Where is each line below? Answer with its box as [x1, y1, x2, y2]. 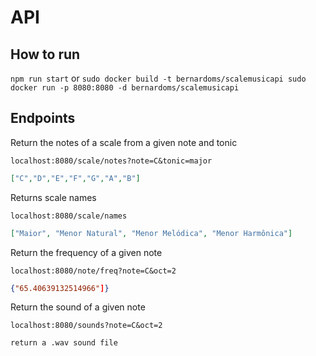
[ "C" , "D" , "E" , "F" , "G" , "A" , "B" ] [10, 173, 141, 183]
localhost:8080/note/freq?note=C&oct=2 [10, 266, 177, 276]
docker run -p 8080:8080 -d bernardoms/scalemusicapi [10, 83, 240, 93]
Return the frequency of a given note [10, 246, 163, 258]
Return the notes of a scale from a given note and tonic [10, 136, 238, 148]
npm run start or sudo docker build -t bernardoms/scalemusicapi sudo [10, 72, 307, 84]
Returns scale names [10, 191, 97, 203]
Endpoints [10, 110, 76, 127]
